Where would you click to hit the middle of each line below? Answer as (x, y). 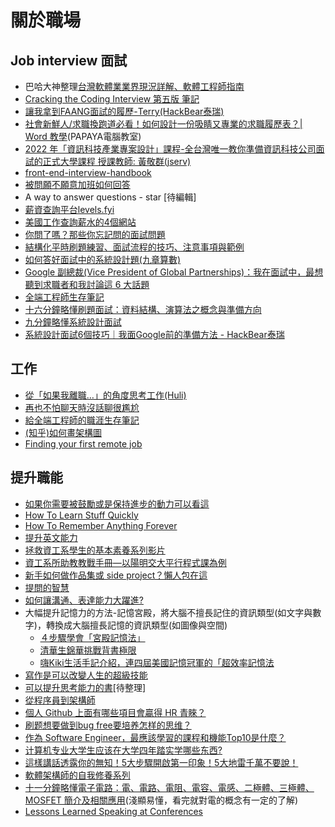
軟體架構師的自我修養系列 (77, 775)
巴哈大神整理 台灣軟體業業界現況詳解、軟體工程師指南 (134, 86)
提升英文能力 (51, 537)
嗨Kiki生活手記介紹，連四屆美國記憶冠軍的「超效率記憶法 (157, 662)
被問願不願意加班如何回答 (77, 184)
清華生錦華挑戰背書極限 (88, 650)
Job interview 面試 (69, 60)
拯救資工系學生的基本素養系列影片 (95, 550)
